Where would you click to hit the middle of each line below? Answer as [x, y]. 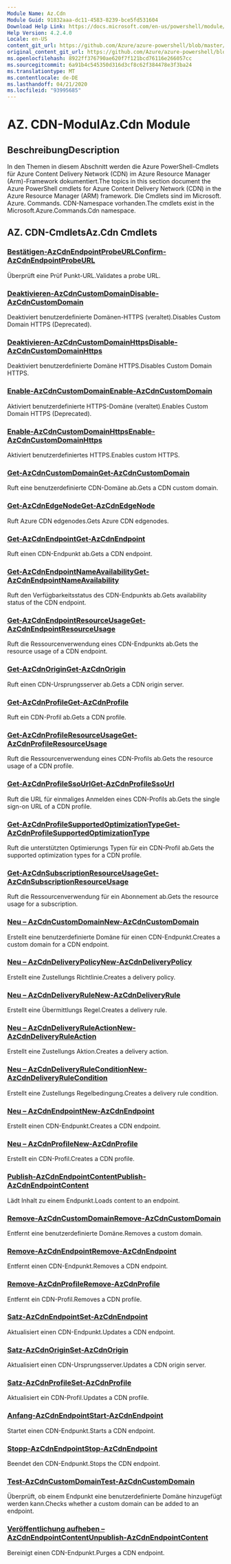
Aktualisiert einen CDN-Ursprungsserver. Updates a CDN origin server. [107, 1365]
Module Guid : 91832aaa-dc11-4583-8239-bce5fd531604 [82, 20]
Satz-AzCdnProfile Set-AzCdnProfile [69, 1383]
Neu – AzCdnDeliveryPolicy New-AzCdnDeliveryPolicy [100, 962]
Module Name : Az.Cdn [37, 13]
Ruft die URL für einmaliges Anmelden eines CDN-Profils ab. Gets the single [113, 799]
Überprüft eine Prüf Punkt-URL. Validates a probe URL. [84, 275]
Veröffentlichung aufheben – [56, 1529]
